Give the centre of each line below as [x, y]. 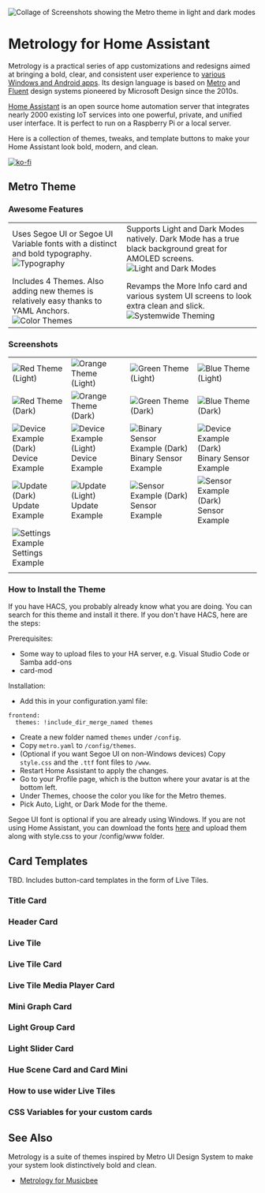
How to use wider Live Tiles [62, 1091]
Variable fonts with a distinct [65, 243]
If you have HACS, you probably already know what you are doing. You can [130, 607]
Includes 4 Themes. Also [58, 281]
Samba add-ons [46, 662]
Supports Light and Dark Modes [185, 229]
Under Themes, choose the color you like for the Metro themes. [123, 796]
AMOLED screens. [160, 258]
